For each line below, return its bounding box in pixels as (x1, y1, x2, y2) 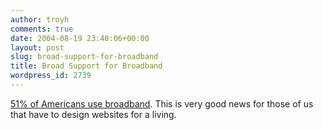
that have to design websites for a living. (10, 108, 177, 120)
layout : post (10, 42, 65, 53)
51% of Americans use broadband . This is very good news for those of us (10, 97, 314, 110)
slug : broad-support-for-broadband (10, 52, 159, 62)
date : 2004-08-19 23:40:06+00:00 (10, 33, 150, 43)
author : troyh (10, 14, 70, 25)
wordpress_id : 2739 (10, 71, 92, 81)
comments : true (10, 24, 74, 34)
